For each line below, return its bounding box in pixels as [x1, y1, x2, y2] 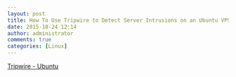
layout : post [7, 10, 46, 17]
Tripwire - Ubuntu [7, 62, 59, 70]
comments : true [7, 36, 52, 43]
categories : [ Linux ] [7, 43, 68, 50]
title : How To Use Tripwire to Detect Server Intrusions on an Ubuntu [7, 17, 218, 24]
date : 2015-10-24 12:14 [7, 23, 77, 30]
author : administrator [7, 29, 74, 37]
